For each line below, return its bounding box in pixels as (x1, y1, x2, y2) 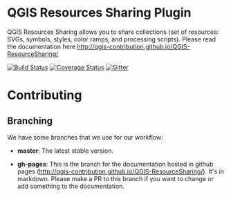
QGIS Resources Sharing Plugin (7, 5, 192, 21)
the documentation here (7, 42, 76, 50)
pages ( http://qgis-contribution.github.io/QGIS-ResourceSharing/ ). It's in (17, 167, 225, 176)
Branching (7, 115, 53, 126)
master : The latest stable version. (17, 147, 114, 155)
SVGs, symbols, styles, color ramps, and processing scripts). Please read (7, 35, 216, 43)
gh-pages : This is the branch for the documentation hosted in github (17, 160, 214, 168)
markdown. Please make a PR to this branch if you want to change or (17, 174, 214, 182)
